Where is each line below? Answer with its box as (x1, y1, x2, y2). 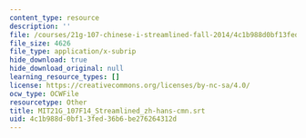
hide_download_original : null (9, 64, 125, 74)
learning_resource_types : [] (9, 73, 120, 82)
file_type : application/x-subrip (9, 47, 137, 56)
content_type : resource (9, 13, 100, 23)
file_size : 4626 (9, 38, 71, 48)
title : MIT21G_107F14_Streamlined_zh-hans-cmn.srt (9, 106, 206, 115)
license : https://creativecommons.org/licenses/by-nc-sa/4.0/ (9, 81, 250, 90)
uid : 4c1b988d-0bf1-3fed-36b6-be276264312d (9, 114, 178, 123)
